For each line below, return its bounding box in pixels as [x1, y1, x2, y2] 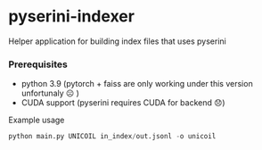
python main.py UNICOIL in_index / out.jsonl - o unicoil [8, 132, 217, 141]
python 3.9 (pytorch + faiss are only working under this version [20, 79, 253, 89]
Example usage [8, 114, 65, 126]
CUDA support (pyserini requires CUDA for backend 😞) [20, 97, 225, 108]
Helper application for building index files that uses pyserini [8, 36, 226, 46]
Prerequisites [8, 58, 68, 71]
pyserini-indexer [8, 6, 135, 27]
